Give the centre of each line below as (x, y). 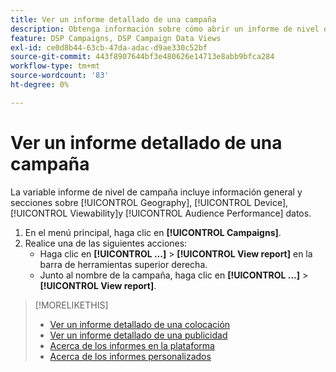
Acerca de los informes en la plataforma (132, 345)
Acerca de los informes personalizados (130, 356)
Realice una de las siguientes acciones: (106, 243)
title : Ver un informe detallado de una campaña (113, 19)
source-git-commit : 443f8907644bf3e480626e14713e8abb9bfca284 (142, 57)
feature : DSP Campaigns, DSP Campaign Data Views (116, 38)
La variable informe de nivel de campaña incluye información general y (156, 192)
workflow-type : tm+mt (55, 66)
